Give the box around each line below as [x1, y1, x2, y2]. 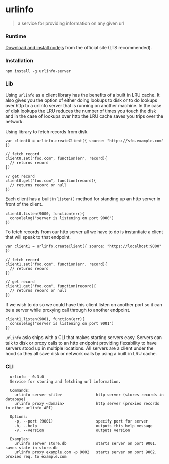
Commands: [10, 388, 30, 393]
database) [5, 397, 26, 402]
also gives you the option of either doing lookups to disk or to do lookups [5, 97, 158, 103]
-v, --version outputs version [14, 428, 130, 433]
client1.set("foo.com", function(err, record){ [5, 262, 108, 267]
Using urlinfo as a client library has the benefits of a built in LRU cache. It [5, 92, 160, 98]
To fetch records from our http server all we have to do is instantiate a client [5, 229, 163, 235]
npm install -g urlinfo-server [5, 68, 71, 74]
